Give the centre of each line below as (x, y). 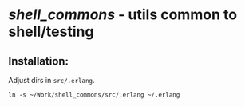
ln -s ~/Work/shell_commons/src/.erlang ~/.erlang (94, 95)
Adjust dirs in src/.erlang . (51, 80)
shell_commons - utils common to (123, 15)
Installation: (39, 61)
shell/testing (51, 32)
